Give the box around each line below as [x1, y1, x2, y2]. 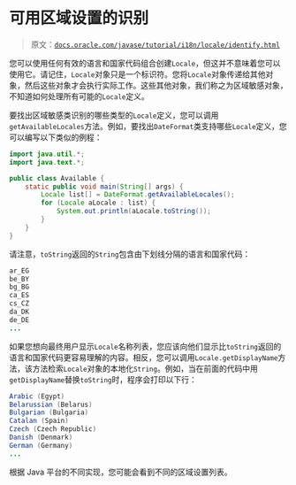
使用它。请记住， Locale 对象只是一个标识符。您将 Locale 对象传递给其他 [9, 68, 266, 80]
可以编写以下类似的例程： [9, 132, 102, 142]
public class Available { [9, 173, 104, 182]
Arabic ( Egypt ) [9, 391, 65, 401]
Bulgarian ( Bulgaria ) [9, 408, 89, 417]
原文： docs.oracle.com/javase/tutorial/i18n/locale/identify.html [30, 39, 280, 50]
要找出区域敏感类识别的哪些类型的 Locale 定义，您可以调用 [9, 110, 219, 120]
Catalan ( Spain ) [9, 417, 69, 426]
